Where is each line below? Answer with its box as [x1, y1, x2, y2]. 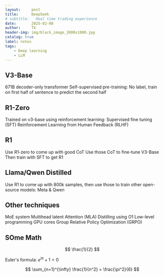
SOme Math [5, 233, 42, 242]
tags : [5, 44, 16, 49]
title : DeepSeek [5, 12, 49, 17]
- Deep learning [14, 48, 47, 53]
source [5, 187, 20, 193]
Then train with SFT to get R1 [5, 154, 64, 160]
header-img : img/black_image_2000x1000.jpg [5, 30, 95, 35]
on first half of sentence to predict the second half [5, 89, 107, 95]
